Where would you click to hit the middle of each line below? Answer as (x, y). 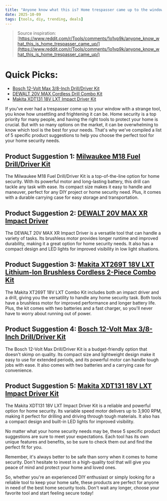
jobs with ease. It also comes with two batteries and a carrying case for (78, 365)
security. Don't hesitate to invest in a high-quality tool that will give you (78, 462)
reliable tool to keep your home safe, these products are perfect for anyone (82, 483)
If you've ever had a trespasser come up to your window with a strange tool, (83, 109)
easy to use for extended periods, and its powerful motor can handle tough (82, 360)
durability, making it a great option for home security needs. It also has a (79, 243)
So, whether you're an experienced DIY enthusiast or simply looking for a (80, 477)
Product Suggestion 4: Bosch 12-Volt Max (71, 329)
